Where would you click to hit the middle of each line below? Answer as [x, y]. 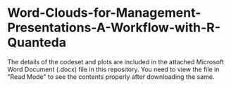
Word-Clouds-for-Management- [104, 13]
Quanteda [37, 43]
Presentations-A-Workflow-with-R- [114, 28]
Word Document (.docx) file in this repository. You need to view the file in [113, 69]
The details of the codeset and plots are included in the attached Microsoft [115, 61]
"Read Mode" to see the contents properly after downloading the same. [111, 76]
